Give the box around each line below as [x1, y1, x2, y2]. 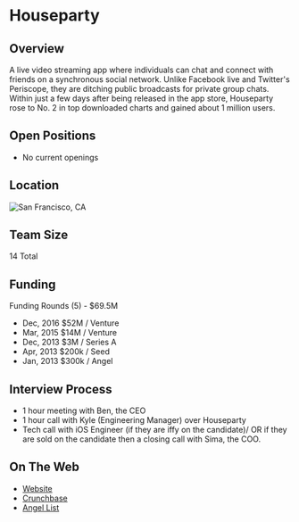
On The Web [9, 460, 80, 475]
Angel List [21, 501, 60, 513]
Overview [9, 41, 65, 56]
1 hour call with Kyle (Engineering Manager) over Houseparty [21, 415, 247, 426]
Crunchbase [21, 493, 69, 503]
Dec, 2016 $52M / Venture [21, 318, 120, 328]
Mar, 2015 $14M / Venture [21, 327, 118, 338]
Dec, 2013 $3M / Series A [21, 336, 117, 348]
